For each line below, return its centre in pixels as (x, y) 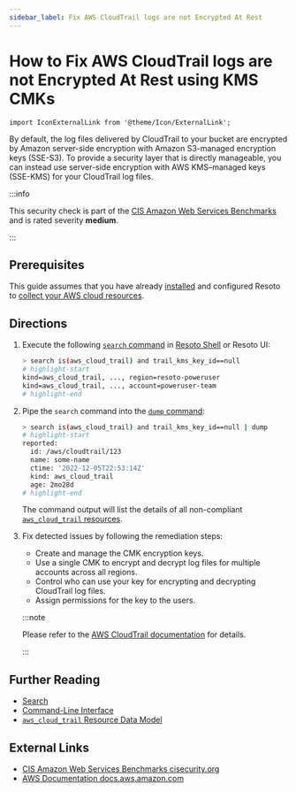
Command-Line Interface (68, 711)
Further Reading (55, 679)
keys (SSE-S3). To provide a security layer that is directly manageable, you (145, 158)
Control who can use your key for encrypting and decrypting (145, 581)
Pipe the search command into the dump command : (113, 411)
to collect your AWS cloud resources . (77, 296)
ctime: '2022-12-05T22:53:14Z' (88, 468)
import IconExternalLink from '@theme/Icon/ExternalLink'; (120, 122)
